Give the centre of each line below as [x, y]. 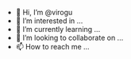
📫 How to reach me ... [52, 47]
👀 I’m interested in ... [49, 21]
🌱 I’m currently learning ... [58, 29]
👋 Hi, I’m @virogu [44, 12]
